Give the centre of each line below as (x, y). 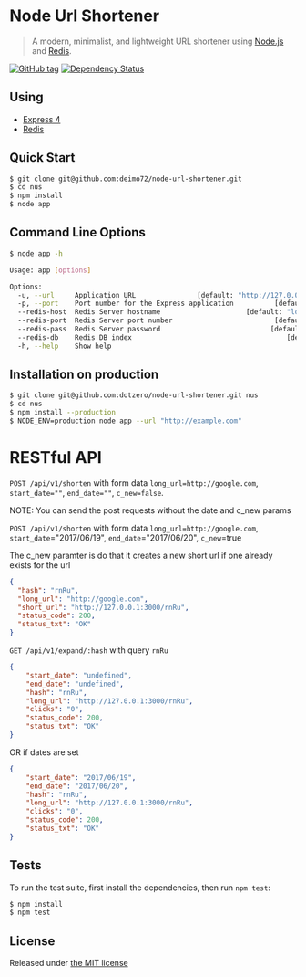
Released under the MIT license (69, 963)
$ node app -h (36, 253)
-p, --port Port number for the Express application (126, 304)
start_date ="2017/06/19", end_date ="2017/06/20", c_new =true (126, 537)
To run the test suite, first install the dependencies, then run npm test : (140, 888)
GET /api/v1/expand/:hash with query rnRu (89, 650)
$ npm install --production (63, 413)
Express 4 (41, 119)
